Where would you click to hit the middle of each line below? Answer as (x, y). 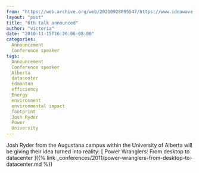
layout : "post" (25, 17)
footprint (24, 112)
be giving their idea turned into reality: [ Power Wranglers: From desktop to (98, 152)
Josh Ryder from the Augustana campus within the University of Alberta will (99, 145)
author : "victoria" (30, 28)
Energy (20, 95)
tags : (13, 56)
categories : (21, 39)
